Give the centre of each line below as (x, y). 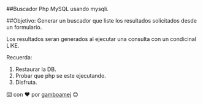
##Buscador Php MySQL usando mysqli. (57, 9)
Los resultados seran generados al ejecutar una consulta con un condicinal (101, 39)
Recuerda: (19, 57)
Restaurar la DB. (36, 69)
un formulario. (24, 27)
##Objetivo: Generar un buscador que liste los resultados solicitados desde (102, 20)
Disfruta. (26, 82)
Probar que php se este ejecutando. (60, 76)
